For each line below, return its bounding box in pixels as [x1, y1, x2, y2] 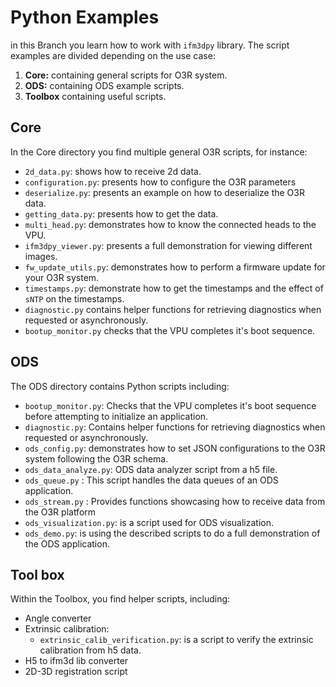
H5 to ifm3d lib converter [24, 655, 129, 667]
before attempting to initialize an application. [24, 410, 209, 422]
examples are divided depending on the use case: [10, 49, 216, 61]
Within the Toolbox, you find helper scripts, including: [10, 593, 231, 605]
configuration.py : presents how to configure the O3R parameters [24, 176, 297, 188]
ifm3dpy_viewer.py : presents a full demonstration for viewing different [24, 239, 313, 251]
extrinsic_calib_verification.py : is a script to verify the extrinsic [39, 634, 314, 646]
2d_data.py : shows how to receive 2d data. [24, 165, 202, 177]
